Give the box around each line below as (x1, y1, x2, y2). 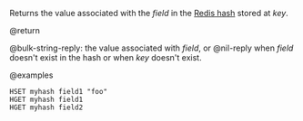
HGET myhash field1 (9, 95, 84, 104)
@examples (9, 70, 54, 80)
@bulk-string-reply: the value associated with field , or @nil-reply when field (9, 42, 294, 53)
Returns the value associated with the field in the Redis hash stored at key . (9, 8, 288, 18)
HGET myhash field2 (9, 103, 84, 112)
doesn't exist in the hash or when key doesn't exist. (9, 52, 202, 62)
